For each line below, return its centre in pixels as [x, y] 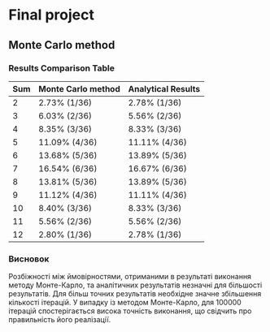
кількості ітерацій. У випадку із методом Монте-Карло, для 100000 [125, 303]
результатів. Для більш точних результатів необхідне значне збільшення [135, 294]
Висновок [29, 259]
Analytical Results [164, 88]
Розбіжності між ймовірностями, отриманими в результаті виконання [130, 277]
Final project [52, 15]
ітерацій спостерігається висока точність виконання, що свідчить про [130, 311]
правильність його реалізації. [60, 320]
